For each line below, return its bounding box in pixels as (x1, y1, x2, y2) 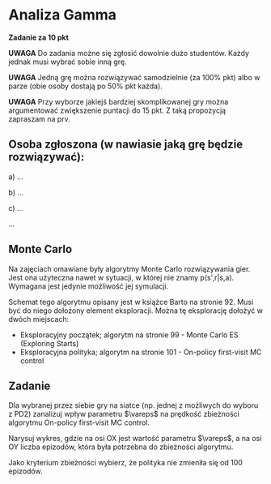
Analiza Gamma (8, 6, 117, 24)
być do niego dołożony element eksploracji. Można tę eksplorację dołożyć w (8, 306, 263, 315)
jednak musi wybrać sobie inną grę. (8, 57, 127, 66)
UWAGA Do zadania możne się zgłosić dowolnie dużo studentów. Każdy (8, 48, 249, 58)
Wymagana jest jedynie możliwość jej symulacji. (8, 281, 169, 291)
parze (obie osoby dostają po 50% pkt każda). (8, 81, 163, 91)
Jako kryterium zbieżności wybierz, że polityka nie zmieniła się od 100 (8, 458, 243, 468)
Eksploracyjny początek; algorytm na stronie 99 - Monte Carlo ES (19, 330, 239, 340)
